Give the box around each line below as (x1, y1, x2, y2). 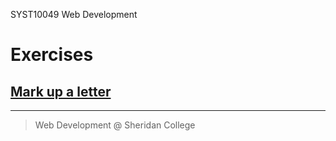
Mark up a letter (10, 83, 112, 100)
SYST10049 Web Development (10, 9, 138, 20)
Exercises (10, 44, 94, 66)
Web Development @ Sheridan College (34, 119, 196, 131)
